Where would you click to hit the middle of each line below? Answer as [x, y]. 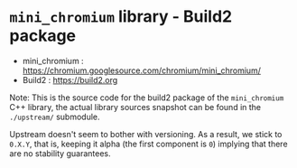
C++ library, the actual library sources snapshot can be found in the [135, 107]
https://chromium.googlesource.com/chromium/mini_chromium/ [142, 70]
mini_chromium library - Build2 [121, 17]
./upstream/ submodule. [55, 117]
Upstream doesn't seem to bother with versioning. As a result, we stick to [146, 134]
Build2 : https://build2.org [70, 79]
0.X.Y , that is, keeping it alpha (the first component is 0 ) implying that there [148, 144]
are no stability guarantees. [60, 153]
